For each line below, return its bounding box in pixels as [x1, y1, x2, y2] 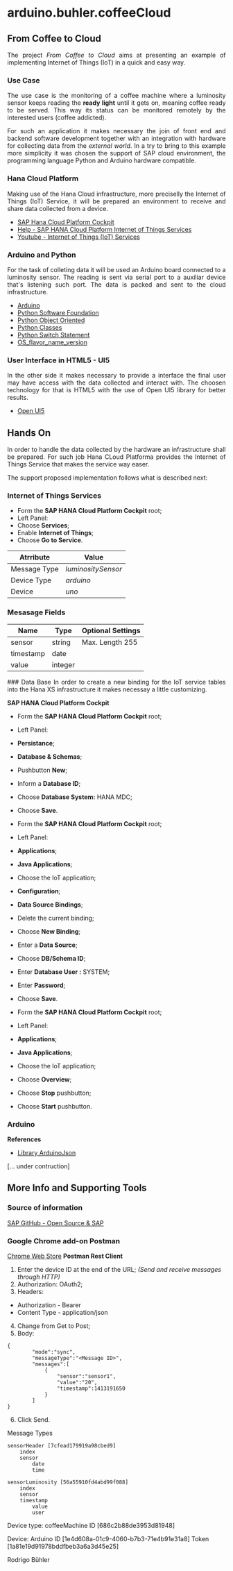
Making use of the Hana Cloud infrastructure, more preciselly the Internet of [7, 190, 226, 198]
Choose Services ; [17, 521, 69, 530]
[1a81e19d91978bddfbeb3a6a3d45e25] [7, 1542, 119, 1550]
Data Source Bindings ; [17, 900, 83, 909]
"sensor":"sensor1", [56, 1372, 116, 1379]
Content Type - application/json [17, 1308, 109, 1316]
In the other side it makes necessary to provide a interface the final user [7, 371, 226, 380]
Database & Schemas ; [17, 752, 83, 761]
